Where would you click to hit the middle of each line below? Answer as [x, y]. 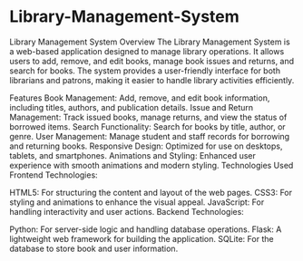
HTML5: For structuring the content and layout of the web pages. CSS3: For [151, 192]
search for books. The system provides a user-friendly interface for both [145, 71]
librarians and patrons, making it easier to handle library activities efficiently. [152, 80]
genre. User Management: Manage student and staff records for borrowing [150, 136]
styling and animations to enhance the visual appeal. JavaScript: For [137, 202]
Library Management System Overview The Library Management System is [150, 42]
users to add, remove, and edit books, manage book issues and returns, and [152, 61]
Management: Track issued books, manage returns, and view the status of [148, 117]
